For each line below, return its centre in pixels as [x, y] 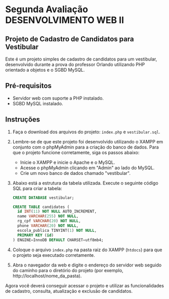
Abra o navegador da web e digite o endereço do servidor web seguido [87, 265]
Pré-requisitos [29, 86]
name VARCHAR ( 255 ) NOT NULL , [48, 216]
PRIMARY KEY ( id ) [36, 235]
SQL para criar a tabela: [37, 188]
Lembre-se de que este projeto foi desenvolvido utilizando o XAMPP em [88, 141]
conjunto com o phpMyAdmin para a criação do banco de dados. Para [86, 147]
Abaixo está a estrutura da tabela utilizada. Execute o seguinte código [85, 183]
